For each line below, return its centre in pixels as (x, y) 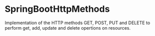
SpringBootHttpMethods (57, 9)
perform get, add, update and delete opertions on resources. (68, 28)
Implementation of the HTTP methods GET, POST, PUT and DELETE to (77, 23)
